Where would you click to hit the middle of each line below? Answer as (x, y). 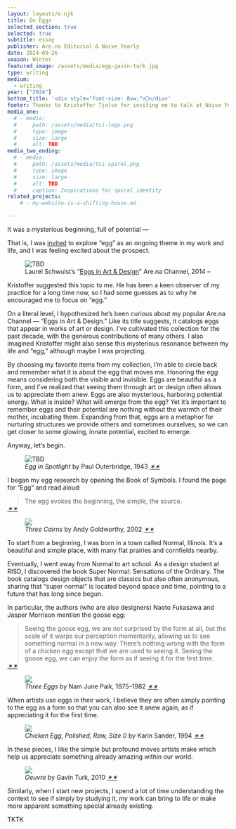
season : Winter (29, 60)
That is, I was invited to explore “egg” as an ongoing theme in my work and (116, 243)
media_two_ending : (34, 151)
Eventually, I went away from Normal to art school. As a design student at (113, 564)
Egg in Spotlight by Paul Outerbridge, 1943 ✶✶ (92, 466)
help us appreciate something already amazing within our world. (100, 757)
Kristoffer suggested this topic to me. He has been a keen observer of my (113, 285)
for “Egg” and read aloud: (44, 488)
